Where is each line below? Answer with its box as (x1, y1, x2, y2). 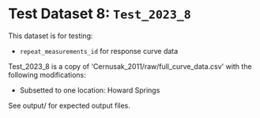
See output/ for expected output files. (8, 101, 130, 110)
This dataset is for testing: (8, 31, 93, 40)
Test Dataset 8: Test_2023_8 (8, 5, 191, 23)
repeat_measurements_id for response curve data (19, 46, 179, 55)
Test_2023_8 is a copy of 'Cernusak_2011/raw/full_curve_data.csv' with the (8, 61, 252, 71)
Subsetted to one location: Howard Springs (19, 85, 160, 95)
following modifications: (8, 70, 86, 79)
